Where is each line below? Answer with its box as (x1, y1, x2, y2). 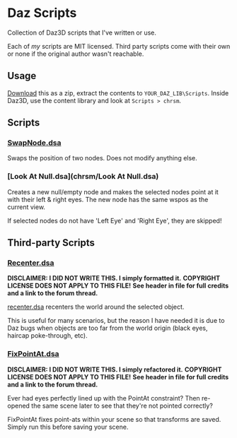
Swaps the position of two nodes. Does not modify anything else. (7, 154, 198, 162)
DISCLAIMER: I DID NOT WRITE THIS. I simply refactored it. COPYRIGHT (7, 365, 222, 374)
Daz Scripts (7, 5, 77, 21)
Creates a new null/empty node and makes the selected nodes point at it (7, 187, 219, 196)
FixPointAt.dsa (7, 349, 59, 359)
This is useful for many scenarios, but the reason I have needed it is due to (7, 316, 225, 325)
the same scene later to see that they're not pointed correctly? (31, 401, 214, 410)
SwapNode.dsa (7, 138, 62, 148)
